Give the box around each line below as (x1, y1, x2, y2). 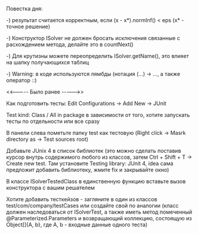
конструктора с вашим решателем (6, 184, 95, 191)
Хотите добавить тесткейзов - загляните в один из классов (6, 196, 157, 202)
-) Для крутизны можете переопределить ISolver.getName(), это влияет (6, 53, 189, 59)
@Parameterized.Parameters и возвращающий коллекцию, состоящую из (6, 215, 192, 221)
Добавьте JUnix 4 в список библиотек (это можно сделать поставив (6, 147, 181, 154)
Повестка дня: (6, 5, 43, 12)
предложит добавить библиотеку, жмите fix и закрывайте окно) (6, 167, 169, 173)
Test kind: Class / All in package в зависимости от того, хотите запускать (6, 112, 190, 118)
